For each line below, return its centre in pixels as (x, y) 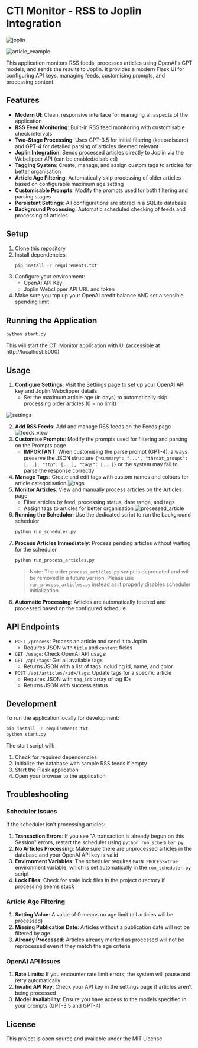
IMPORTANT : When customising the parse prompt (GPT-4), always (106, 451)
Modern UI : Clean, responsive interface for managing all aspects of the (101, 114)
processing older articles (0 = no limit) (70, 403)
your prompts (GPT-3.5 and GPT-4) (58, 1006)
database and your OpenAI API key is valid (66, 855)
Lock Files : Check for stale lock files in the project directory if (90, 880)
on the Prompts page (40, 445)
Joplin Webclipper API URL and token (69, 289)
